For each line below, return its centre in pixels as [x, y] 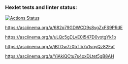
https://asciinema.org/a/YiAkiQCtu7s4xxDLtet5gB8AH [60, 56]
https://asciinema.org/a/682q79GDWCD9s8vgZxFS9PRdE [64, 28]
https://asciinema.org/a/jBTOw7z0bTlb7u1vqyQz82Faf [60, 47]
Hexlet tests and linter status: [41, 7]
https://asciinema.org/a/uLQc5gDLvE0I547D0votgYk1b [61, 37]
